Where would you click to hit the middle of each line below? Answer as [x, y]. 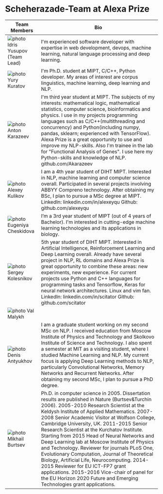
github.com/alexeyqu [65, 208]
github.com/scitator [63, 303]
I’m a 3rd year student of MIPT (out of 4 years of [96, 216]
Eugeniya [18, 225]
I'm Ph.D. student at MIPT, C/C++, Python [88, 70]
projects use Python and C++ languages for [91, 278]
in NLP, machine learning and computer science [96, 177]
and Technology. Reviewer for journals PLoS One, [98, 448]
